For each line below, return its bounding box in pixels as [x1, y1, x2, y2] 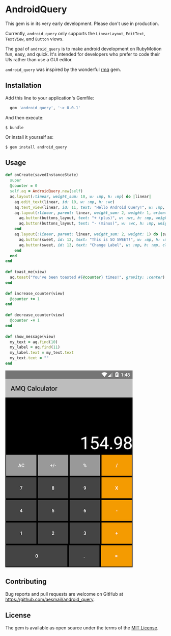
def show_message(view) [5, 334, 56, 339]
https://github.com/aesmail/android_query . [5, 596, 95, 602]
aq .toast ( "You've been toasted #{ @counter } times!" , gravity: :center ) [10, 275, 165, 280]
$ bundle [5, 125, 24, 130]
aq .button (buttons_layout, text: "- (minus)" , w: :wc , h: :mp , [18, 221, 156, 226]
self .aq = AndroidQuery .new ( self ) [10, 189, 83, 194]
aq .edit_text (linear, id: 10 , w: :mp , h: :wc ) [14, 199, 115, 205]
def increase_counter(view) [5, 291, 65, 296]
